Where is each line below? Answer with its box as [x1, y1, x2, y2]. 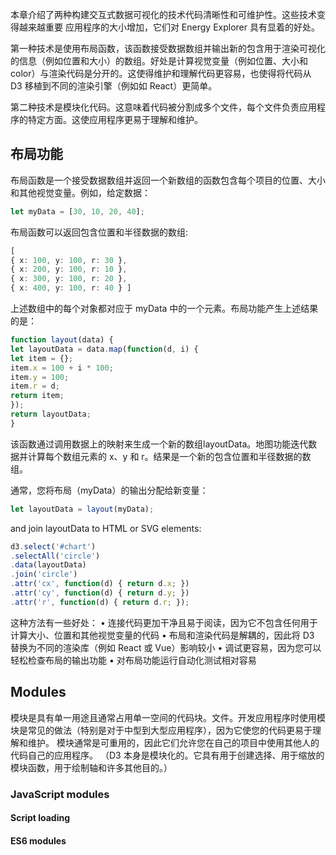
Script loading [10, 812, 71, 824]
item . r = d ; [10, 381, 60, 392]
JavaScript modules [10, 787, 110, 801]
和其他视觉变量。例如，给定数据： [10, 186, 151, 198]
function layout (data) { [10, 335, 114, 345]
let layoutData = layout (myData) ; [10, 504, 155, 514]
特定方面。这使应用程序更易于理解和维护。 [27, 114, 203, 125]
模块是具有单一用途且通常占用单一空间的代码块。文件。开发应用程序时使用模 [10, 711, 326, 723]
